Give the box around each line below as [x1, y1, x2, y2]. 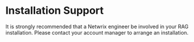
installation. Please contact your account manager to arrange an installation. [5, 29, 189, 36]
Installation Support [5, 4, 104, 17]
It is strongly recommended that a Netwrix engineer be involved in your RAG [5, 23, 189, 30]
